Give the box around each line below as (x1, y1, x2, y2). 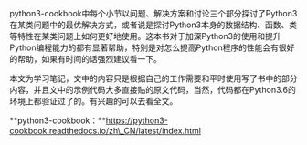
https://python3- (105, 115, 169, 126)
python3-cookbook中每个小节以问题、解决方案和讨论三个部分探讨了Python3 (9, 8, 298, 18)
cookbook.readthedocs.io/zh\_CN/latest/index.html (9, 126, 201, 136)
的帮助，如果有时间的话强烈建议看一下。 (9, 54, 162, 64)
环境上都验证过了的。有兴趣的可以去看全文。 (9, 96, 178, 107)
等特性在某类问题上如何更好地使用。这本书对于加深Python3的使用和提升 (9, 31, 281, 41)
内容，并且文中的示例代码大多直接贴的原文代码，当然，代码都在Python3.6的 (9, 85, 297, 95)
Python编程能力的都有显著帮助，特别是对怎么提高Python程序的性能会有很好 (9, 42, 295, 53)
